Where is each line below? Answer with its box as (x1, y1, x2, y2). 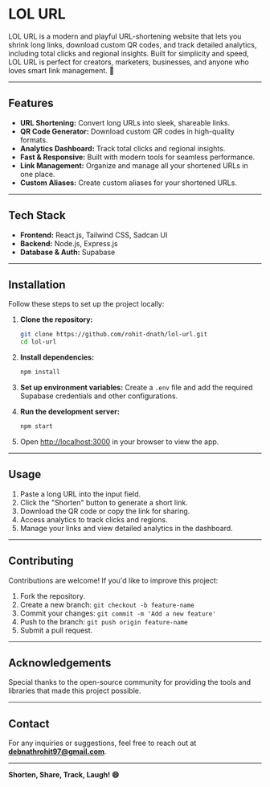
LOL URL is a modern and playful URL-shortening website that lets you (8, 31, 242, 41)
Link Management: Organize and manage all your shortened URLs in (19, 160, 248, 170)
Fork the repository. (19, 591, 86, 600)
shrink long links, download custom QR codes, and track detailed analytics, (8, 39, 257, 49)
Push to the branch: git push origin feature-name (19, 616, 189, 626)
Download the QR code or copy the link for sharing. (19, 506, 190, 516)
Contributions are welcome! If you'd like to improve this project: (8, 575, 219, 585)
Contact (8, 717, 50, 731)
